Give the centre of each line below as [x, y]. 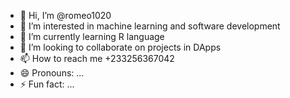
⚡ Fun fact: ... [47, 84]
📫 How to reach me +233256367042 [97, 58]
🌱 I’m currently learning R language [92, 36]
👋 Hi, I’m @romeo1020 [65, 15]
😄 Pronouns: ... [52, 73]
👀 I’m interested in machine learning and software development [150, 26]
